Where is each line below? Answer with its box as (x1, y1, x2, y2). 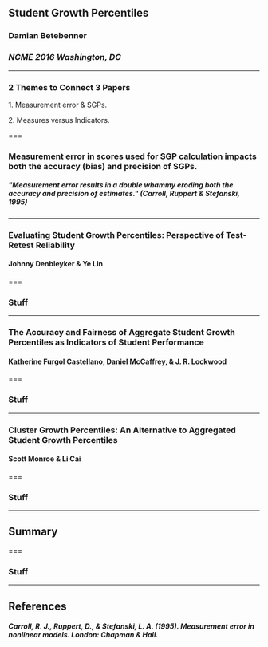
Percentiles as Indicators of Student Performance (8, 337, 205, 348)
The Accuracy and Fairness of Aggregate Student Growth (8, 327, 235, 338)
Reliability (35, 239, 76, 251)
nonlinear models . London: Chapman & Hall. (8, 630, 159, 640)
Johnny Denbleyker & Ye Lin (8, 259, 104, 269)
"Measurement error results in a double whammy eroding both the (8, 180, 234, 190)
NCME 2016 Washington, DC (8, 52, 122, 63)
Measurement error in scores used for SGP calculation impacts (8, 151, 257, 162)
